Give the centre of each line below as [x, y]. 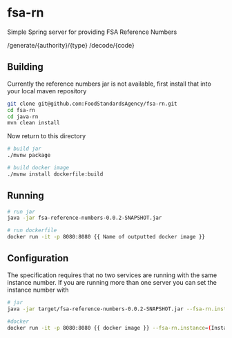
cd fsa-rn [21, 110]
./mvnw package [29, 156]
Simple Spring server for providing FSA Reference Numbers [92, 32]
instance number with [38, 290]
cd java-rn [23, 116]
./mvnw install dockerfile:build [55, 174]
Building [25, 67]
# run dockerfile [32, 231]
